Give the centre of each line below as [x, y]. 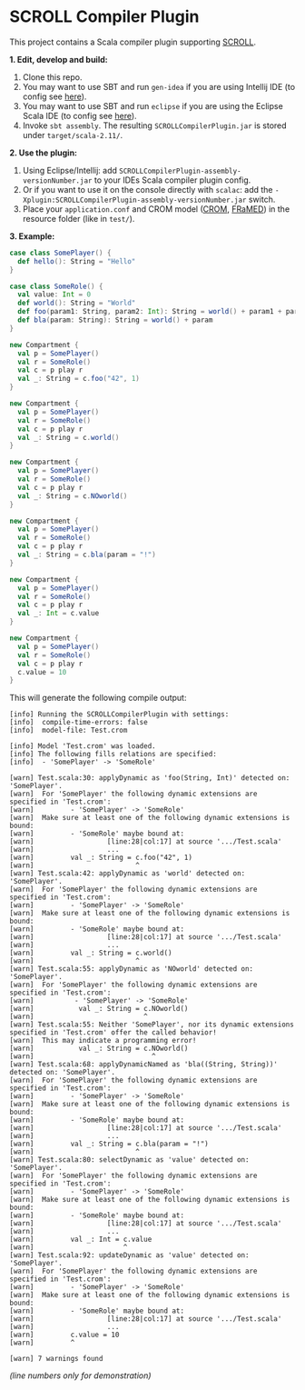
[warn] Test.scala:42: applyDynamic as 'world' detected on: [128, 874]
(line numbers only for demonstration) [80, 1375]
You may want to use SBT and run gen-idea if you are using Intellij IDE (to [159, 86]
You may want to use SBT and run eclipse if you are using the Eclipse [152, 105]
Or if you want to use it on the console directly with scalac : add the [148, 189]
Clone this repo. [52, 77]
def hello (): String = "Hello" [77, 261]
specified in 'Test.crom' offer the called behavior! [113, 1033]
